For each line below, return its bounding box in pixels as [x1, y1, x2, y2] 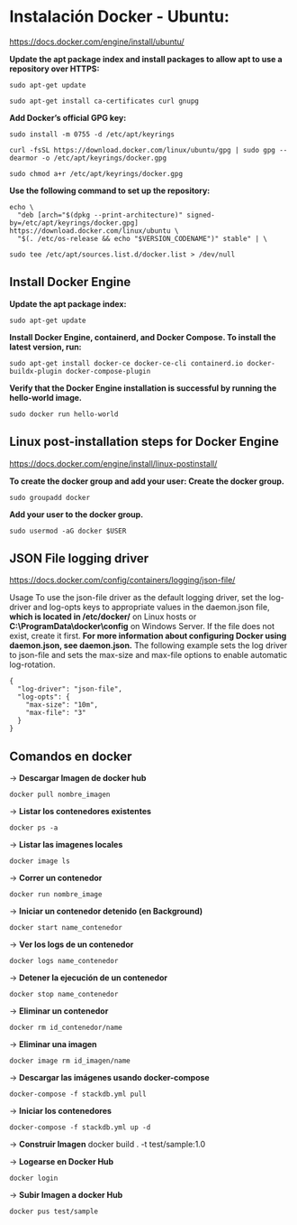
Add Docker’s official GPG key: [9, 112, 127, 123]
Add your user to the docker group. [9, 508, 144, 520]
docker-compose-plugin [66, 367, 151, 376]
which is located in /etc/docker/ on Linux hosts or [9, 611, 197, 622]
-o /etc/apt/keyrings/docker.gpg [41, 153, 167, 162]
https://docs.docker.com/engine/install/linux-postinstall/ [9, 458, 218, 469]
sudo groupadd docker [9, 493, 91, 502]
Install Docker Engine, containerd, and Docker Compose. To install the [9, 331, 276, 342]
